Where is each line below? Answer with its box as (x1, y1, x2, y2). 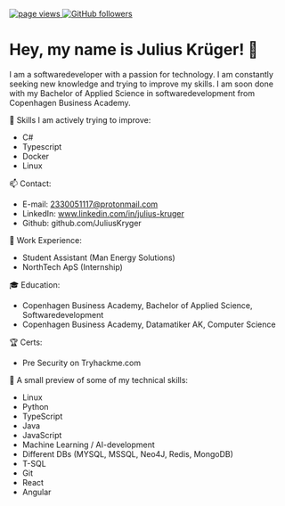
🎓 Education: (9, 279, 61, 290)
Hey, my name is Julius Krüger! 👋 (9, 40, 258, 60)
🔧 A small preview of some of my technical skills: (9, 374, 189, 385)
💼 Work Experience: (9, 234, 82, 245)
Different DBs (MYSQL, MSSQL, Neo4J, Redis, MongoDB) (21, 448, 234, 459)
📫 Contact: (9, 178, 52, 189)
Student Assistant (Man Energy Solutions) (21, 252, 175, 263)
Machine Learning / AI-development (21, 439, 156, 450)
